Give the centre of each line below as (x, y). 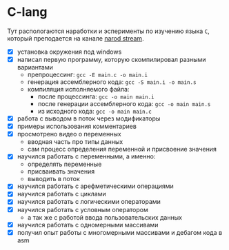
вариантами (35, 67)
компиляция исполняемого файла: (78, 90)
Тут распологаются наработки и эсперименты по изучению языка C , (109, 31)
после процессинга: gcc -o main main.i (96, 96)
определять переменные (64, 164)
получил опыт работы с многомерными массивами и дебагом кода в (120, 232)
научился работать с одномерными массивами (88, 225)
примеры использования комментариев (77, 126)
